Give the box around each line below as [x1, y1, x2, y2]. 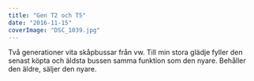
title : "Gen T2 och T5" [8, 11, 87, 20]
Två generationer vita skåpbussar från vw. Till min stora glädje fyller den [8, 48, 243, 57]
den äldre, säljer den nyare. [8, 64, 97, 74]
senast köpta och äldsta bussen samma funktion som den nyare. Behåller [8, 56, 246, 65]
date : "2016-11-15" [8, 19, 73, 27]
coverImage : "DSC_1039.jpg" [8, 26, 101, 34]
